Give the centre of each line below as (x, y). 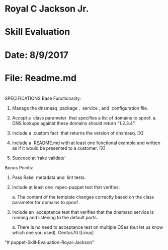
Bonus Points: (19, 167)
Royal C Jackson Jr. (47, 9)
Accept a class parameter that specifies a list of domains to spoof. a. (84, 118)
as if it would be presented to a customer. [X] (59, 148)
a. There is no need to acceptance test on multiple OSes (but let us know (88, 227)
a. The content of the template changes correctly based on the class (83, 197)
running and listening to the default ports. (55, 217)
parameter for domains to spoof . (46, 202)
